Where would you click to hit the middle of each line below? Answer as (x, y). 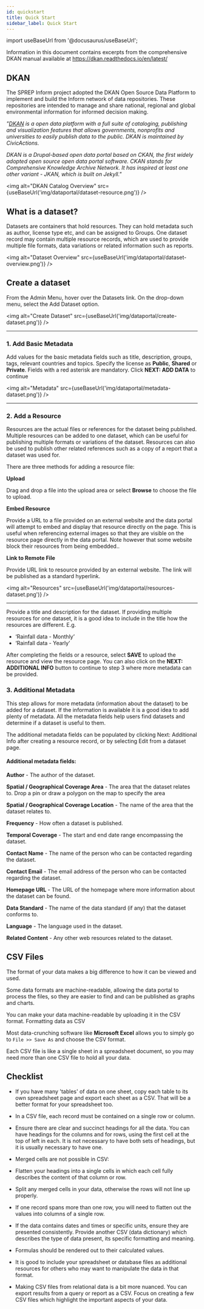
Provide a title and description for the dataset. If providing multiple (89, 612)
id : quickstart (25, 12)
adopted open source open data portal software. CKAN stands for (89, 161)
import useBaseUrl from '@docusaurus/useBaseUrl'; (72, 41)
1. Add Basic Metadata (40, 344)
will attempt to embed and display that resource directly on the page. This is (101, 527)
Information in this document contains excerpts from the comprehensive (97, 52)
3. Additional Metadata (41, 690)
